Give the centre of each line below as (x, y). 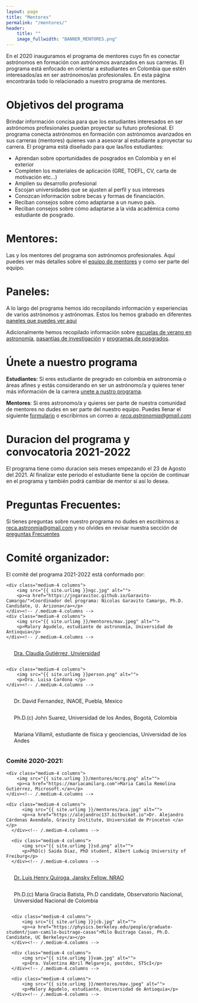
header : (16, 28)
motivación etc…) (36, 177)
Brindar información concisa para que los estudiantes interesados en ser (95, 121)
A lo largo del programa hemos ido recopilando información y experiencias (97, 308)
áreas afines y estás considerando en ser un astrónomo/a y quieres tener (95, 385)
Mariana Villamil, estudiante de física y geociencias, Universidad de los (100, 734)
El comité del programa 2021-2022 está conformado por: (75, 574)
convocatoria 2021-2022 (69, 452)
